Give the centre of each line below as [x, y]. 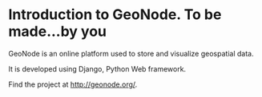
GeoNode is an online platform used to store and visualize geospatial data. [131, 53]
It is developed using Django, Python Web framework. [97, 68]
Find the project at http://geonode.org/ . [73, 84]
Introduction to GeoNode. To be [115, 15]
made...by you [57, 31]
